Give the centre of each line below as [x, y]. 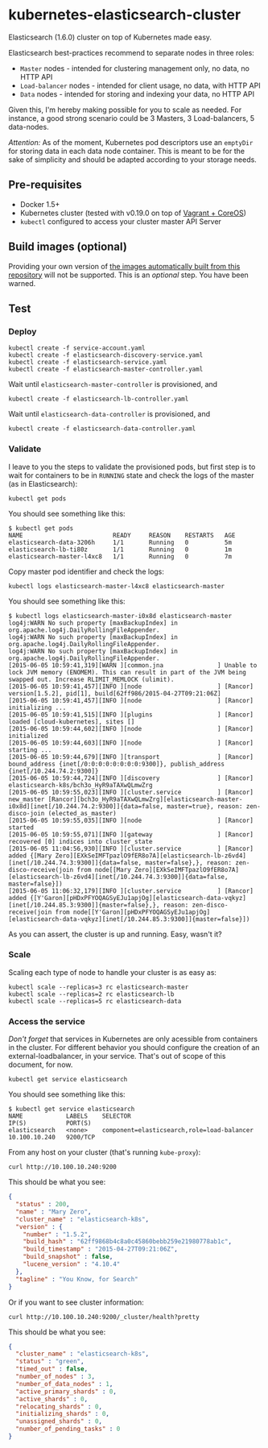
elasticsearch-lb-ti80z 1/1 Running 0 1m [120, 550]
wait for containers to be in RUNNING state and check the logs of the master [131, 475]
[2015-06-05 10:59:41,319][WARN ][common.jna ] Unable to [133, 665]
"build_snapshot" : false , [68, 1257]
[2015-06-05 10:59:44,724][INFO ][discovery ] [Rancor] [131, 778]
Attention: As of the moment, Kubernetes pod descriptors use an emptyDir [131, 142]
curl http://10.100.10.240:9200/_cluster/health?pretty [104, 1317]
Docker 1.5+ [40, 204]
